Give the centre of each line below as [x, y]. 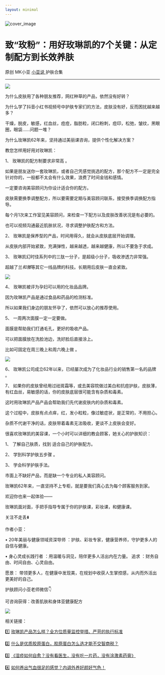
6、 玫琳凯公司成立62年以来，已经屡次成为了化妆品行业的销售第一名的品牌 [81, 369]
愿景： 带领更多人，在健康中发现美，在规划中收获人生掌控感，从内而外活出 [81, 573]
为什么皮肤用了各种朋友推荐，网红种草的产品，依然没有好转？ [68, 96]
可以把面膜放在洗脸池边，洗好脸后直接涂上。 [50, 339]
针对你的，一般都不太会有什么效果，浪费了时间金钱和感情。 [65, 177]
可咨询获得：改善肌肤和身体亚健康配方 [44, 601]
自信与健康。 [18, 546]
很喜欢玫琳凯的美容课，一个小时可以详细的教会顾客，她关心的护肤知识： [78, 434]
